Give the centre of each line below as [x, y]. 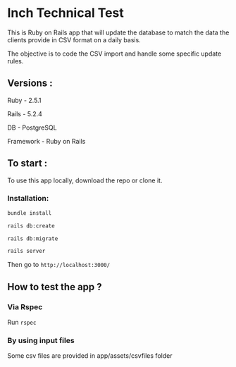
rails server [26, 251]
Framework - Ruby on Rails [46, 141]
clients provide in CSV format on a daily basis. [74, 39]
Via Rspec [25, 306]
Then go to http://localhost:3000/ [59, 265]
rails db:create [31, 226]
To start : [27, 163]
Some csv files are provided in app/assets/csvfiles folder [90, 356]
